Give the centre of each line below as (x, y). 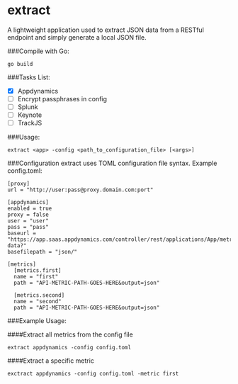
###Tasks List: (29, 77)
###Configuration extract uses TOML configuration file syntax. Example (112, 163)
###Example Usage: (37, 321)
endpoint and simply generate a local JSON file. (77, 37)
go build (20, 64)
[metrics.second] (39, 295)
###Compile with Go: (38, 51)
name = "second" (38, 302)
